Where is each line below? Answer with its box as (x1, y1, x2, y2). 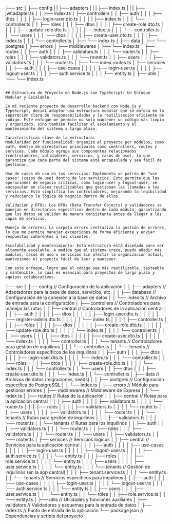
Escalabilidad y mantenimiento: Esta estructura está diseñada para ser (5, 243, 164, 248)
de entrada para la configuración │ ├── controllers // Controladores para (5, 300, 160, 306)
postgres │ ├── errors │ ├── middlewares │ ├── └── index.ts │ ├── (5, 43, 155, 49)
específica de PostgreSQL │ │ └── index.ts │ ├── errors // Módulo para (5, 382, 159, 388)
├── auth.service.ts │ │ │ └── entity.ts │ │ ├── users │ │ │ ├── (5, 485, 144, 492)
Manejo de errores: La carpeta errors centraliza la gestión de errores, (5, 225, 167, 230)
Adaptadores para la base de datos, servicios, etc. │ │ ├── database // (5, 289, 157, 295)
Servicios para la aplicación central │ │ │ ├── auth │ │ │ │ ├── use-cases (5, 442, 164, 448)
